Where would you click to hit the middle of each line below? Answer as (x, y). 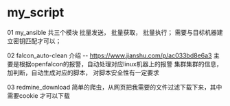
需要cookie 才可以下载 (38, 95)
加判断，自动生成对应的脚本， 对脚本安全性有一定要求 (83, 72)
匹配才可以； (43, 41)
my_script (36, 13)
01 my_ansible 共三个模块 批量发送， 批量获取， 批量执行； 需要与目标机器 (112, 32)
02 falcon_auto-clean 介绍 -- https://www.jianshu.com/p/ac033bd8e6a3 (110, 55)
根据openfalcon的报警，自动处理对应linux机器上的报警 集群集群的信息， (121, 64)
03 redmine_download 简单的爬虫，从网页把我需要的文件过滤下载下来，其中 (115, 87)
